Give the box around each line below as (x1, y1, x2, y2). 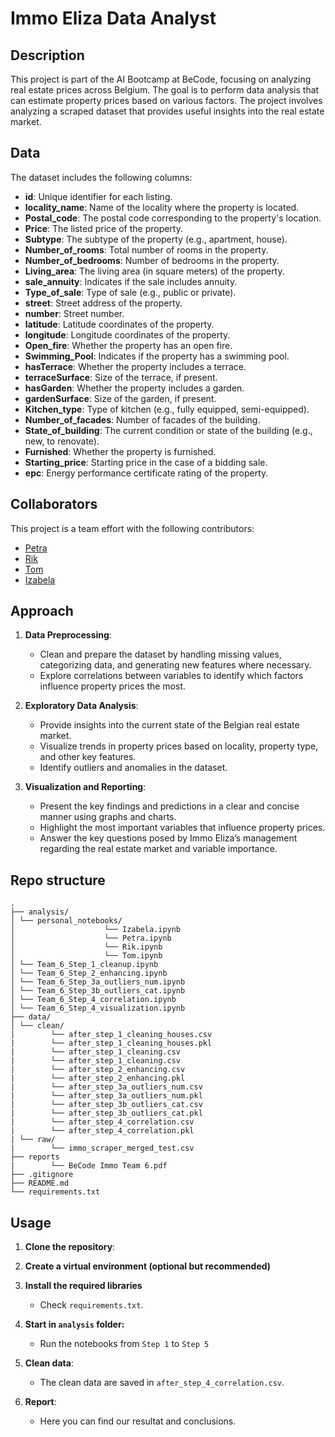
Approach (10, 603, 74, 620)
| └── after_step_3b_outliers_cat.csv (10, 1100, 203, 1110)
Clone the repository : (24, 1241, 116, 1253)
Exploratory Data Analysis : (24, 700, 139, 712)
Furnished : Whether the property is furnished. (24, 445, 217, 457)
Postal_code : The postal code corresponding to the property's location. (24, 212, 322, 224)
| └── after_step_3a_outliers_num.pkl (10, 1091, 203, 1101)
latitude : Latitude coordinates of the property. (24, 318, 215, 330)
